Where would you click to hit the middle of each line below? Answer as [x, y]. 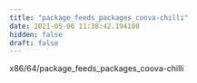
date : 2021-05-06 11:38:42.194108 [75, 26]
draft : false [34, 43]
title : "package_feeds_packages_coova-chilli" [99, 18]
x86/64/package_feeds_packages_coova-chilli [97, 69]
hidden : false [36, 34]
